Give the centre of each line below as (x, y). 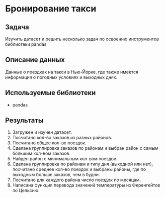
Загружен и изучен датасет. (42, 132)
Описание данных (35, 60)
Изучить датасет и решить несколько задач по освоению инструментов (82, 39)
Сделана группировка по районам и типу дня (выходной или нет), (82, 164)
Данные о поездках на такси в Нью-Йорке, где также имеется (72, 72)
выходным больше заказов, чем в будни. (56, 175)
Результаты (24, 121)
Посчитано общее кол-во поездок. (49, 143)
